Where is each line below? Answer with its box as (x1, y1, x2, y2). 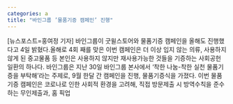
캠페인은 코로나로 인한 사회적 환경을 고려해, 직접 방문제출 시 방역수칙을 (20, 80, 212, 88)
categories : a (7, 10, 49, 17)
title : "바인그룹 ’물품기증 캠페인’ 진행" (7, 17, 114, 24)
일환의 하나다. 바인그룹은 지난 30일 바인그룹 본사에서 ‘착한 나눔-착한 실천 (7, 62, 206, 71)
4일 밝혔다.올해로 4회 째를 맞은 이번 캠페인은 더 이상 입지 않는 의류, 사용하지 (20, 45, 227, 53)
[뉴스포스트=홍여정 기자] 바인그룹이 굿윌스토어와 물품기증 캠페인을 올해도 (7, 36, 206, 45)
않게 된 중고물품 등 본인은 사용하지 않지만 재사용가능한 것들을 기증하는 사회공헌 (7, 53, 222, 62)
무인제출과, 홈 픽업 (20, 88, 71, 97)
